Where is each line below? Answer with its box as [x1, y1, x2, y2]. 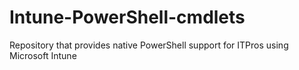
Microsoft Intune [9, 49, 77, 61]
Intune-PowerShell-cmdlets [9, 6, 246, 29]
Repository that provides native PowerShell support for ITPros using [9, 39, 289, 51]
